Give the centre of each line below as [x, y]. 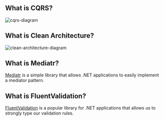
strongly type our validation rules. [39, 113]
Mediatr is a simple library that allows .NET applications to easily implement [82, 75]
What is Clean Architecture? [50, 36]
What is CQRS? [29, 8]
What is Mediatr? [32, 63]
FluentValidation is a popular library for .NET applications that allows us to [81, 108]
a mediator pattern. [25, 80]
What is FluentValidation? [46, 96]
